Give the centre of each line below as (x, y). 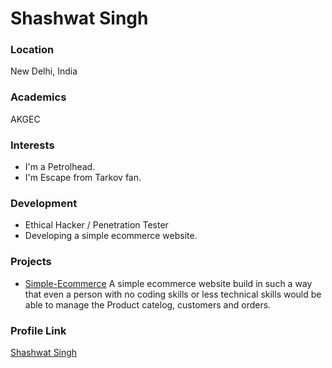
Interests (32, 145)
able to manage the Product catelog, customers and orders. (148, 304)
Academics (38, 97)
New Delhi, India (44, 71)
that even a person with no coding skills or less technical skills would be (173, 294)
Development (44, 203)
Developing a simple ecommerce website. (111, 236)
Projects (31, 262)
